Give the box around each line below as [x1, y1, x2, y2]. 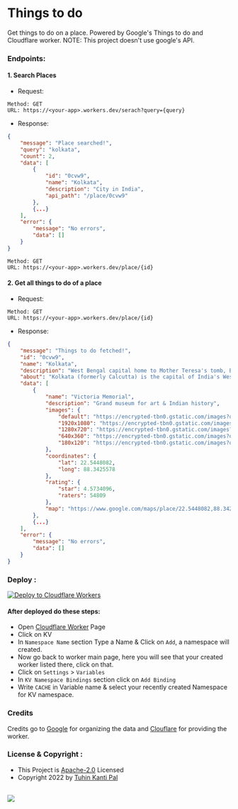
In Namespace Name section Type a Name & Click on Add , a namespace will [17, 638, 230, 646]
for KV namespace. [17, 691, 74, 699]
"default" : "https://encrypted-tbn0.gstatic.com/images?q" [57, 413, 236, 420]
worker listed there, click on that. [17, 660, 114, 669]
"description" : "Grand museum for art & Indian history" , [45, 400, 220, 407]
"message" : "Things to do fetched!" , [20, 347, 132, 354]
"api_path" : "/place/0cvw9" [45, 192, 129, 199]
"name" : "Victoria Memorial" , [45, 393, 135, 401]
